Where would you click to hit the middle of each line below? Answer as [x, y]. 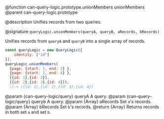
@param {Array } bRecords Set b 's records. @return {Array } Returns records [82, 107]
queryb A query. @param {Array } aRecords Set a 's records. [91, 101]
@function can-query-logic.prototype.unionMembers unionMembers [75, 7]
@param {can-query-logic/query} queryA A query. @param [66, 96]
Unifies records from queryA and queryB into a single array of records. [75, 41]
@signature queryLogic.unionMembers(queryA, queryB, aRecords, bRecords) [82, 31]
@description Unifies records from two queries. [53, 22]
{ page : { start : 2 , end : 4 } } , [40, 73]
